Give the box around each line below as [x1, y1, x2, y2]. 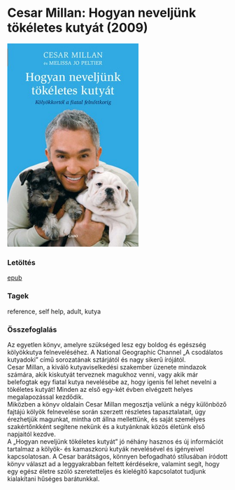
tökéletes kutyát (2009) [7, 20, 148, 36]
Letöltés [7, 258, 36, 268]
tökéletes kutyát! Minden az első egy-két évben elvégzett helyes [7, 385, 194, 393]
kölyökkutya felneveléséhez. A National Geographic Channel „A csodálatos [7, 348, 223, 356]
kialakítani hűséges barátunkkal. [7, 475, 100, 483]
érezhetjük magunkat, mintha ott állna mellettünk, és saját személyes [7, 415, 206, 423]
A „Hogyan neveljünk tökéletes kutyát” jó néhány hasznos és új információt [7, 437, 224, 446]
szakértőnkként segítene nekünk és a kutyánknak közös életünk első [7, 422, 205, 430]
